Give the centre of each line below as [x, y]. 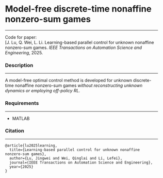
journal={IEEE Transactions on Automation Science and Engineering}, [81, 162]
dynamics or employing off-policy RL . [43, 91]
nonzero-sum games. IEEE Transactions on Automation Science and [73, 48]
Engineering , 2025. [24, 52]
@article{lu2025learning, [31, 146]
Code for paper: [21, 37]
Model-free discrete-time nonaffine [78, 9]
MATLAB [21, 118]
